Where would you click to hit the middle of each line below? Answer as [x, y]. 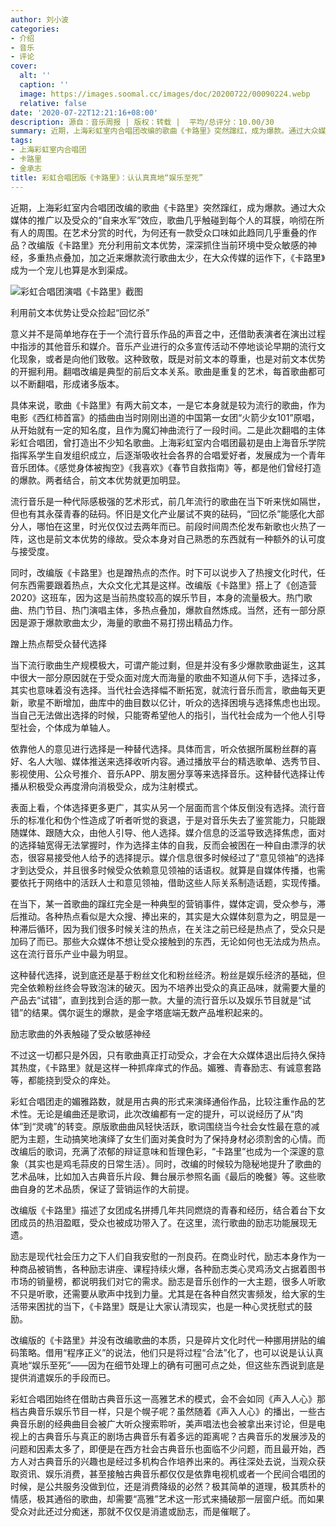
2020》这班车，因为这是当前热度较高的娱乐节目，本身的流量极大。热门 [157, 597]
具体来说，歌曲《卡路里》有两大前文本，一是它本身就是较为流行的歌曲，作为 [168, 405]
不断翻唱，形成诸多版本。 [71, 383]
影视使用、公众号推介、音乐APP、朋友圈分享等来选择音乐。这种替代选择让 [163, 773]
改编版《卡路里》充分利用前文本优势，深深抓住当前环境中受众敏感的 [167, 245]
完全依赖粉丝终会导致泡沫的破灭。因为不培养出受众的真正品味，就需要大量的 [168, 987]
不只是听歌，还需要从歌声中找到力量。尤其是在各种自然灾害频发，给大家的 [163, 1293]
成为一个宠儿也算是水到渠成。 [71, 270]
